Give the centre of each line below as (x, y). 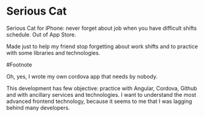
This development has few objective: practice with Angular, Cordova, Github (102, 88)
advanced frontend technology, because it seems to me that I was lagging (99, 101)
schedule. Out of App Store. (41, 34)
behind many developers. (38, 107)
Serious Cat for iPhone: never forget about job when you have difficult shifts (101, 28)
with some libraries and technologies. (53, 52)
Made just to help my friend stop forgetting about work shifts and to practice (102, 46)
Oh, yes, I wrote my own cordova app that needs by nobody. (82, 76)
